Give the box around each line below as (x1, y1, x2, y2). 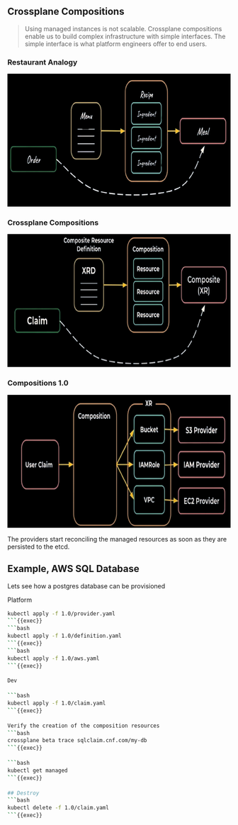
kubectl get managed (7, 767, 69, 774)
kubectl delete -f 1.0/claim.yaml (7, 804, 110, 812)
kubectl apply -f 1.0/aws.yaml (7, 655, 100, 662)
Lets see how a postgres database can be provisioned (7, 581, 166, 590)
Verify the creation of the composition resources (7, 722, 160, 729)
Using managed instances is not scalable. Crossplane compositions (24, 24, 222, 33)
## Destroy (7, 790, 40, 797)
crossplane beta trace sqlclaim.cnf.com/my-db (7, 737, 147, 744)
